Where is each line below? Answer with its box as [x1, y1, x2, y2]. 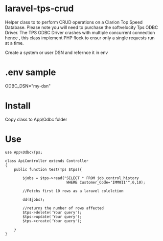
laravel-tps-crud [5, 3, 74, 14]
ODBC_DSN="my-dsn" [5, 83, 51, 89]
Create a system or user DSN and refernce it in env [5, 50, 108, 55]
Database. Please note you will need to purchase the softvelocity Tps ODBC [5, 24, 158, 30]
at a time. [5, 40, 24, 46]
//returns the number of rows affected [23, 206, 104, 211]
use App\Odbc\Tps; [5, 150, 43, 155]
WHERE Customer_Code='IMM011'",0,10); [66, 180, 146, 185]
